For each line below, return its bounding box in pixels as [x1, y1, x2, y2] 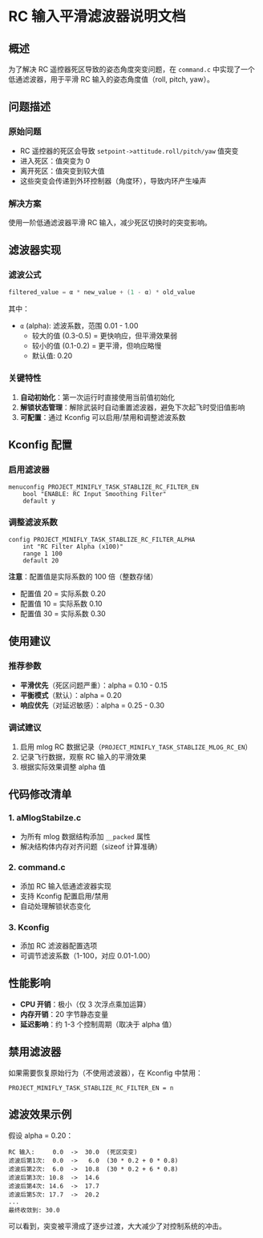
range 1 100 [22, 550, 63, 558]
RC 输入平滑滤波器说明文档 [8, 7, 186, 26]
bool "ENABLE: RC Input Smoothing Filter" [22, 490, 167, 498]
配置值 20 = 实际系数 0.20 [19, 588, 107, 598]
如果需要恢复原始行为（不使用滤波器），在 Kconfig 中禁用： [8, 1067, 203, 1078]
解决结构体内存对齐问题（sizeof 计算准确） [19, 841, 162, 851]
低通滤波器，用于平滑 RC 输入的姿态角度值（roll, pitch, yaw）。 [8, 75, 215, 84]
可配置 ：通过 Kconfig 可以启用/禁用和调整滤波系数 [19, 412, 186, 421]
